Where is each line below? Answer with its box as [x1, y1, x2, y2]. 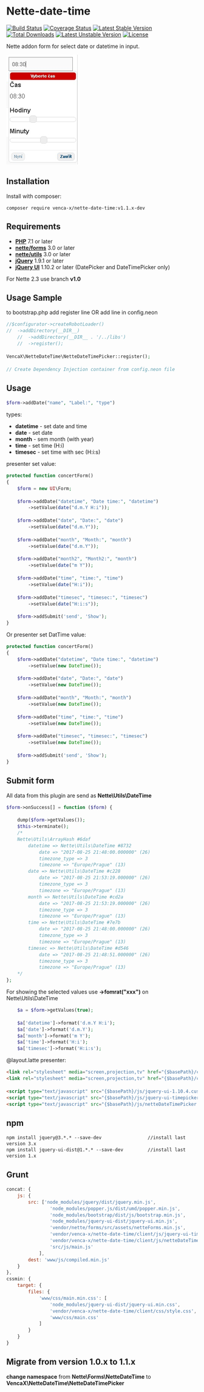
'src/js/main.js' [49, 1244, 94, 1250]
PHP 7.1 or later [15, 237, 53, 245]
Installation [6, 176, 50, 186]
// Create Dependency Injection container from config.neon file [6, 366, 175, 372]
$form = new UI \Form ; [17, 485, 72, 491]
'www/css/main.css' [49, 1314, 99, 1320]
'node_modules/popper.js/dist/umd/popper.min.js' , [49, 1206, 181, 1212]
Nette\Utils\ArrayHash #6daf [17, 836, 91, 842]
